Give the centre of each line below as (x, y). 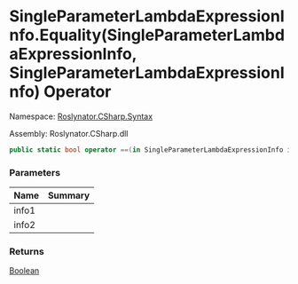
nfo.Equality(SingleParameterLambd (147, 35)
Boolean (24, 271)
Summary (69, 195)
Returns (27, 252)
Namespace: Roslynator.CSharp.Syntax (81, 116)
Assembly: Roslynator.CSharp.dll (69, 133)
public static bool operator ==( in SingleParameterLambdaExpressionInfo (146, 150)
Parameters (35, 172)
